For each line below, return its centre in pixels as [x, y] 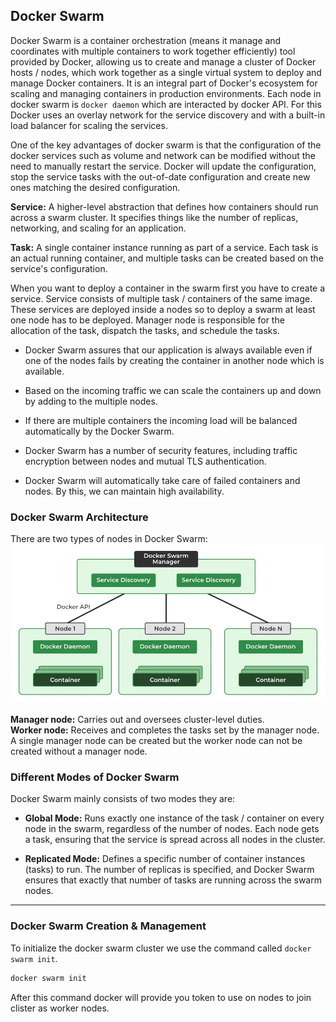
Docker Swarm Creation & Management [108, 926]
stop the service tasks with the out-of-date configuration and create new [160, 176]
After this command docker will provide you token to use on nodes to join [161, 997]
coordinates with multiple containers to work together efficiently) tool [153, 51]
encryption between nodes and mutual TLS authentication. [145, 461]
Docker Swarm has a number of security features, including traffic [161, 450]
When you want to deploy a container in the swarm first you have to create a [168, 288]
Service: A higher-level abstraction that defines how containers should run [164, 206]
